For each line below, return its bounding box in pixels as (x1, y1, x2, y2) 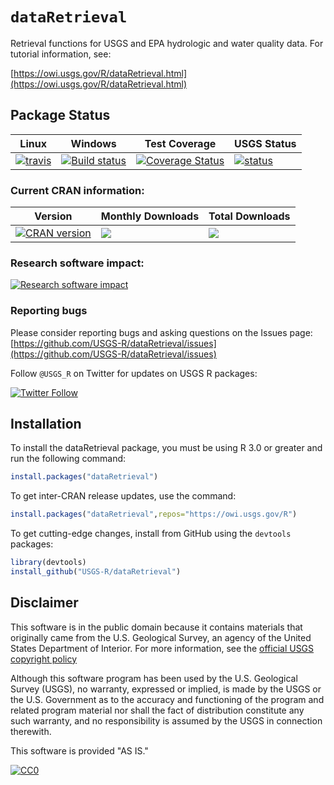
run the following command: (10, 453, 127, 465)
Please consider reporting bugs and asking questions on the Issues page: (10, 326, 313, 338)
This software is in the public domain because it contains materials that (10, 621, 303, 633)
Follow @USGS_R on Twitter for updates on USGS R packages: (10, 367, 258, 379)
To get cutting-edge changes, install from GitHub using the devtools (10, 528, 292, 540)
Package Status (10, 107, 111, 124)
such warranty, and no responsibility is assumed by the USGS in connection (10, 714, 323, 727)
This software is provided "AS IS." (10, 744, 149, 757)
